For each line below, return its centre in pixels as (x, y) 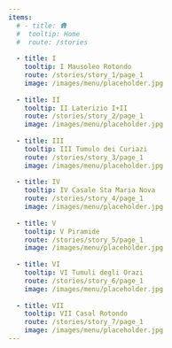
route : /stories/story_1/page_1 (84, 75)
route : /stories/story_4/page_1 (84, 199)
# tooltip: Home (48, 34)
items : (20, 17)
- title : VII (40, 305)
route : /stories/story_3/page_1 (84, 157)
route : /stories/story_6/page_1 (84, 281)
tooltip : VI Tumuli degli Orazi (84, 273)
